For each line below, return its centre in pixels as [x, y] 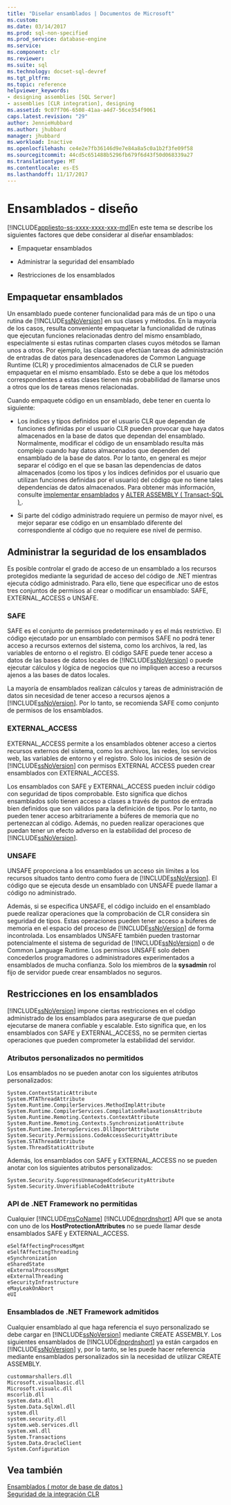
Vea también [35, 1470]
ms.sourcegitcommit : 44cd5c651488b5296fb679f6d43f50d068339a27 [100, 155]
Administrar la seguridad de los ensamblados [107, 552]
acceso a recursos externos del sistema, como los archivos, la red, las [107, 646]
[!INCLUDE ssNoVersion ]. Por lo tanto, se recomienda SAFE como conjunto [113, 703]
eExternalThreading [35, 1277]
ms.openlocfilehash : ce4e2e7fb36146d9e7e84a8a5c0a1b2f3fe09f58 [100, 149]
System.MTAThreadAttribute [46, 1099]
